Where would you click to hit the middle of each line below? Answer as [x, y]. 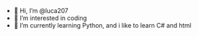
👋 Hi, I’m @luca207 [41, 11]
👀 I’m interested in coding [50, 18]
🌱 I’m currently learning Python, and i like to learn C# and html [102, 25]
